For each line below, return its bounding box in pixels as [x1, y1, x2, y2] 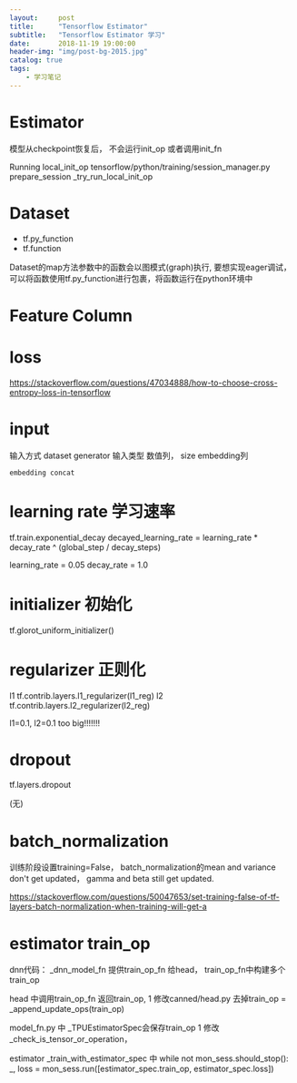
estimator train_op [9, 933, 151, 954]
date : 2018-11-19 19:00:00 [9, 38, 136, 48]
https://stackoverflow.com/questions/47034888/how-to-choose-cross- [9, 377, 279, 388]
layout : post [9, 13, 75, 23]
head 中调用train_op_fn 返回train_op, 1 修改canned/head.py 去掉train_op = [9, 994, 287, 1005]
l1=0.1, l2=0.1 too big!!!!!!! [9, 717, 101, 729]
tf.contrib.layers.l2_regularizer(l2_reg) [9, 700, 151, 710]
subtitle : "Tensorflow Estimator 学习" [9, 30, 166, 39]
